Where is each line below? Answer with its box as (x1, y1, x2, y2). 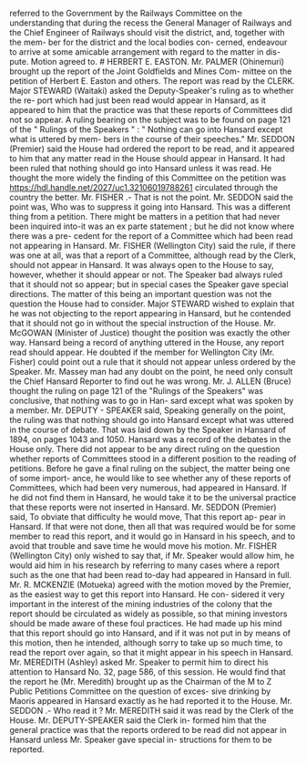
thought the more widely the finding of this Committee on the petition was (9, 172, 287, 183)
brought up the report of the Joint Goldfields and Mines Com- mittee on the (9, 66, 292, 77)
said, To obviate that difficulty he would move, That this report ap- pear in (9, 511, 286, 522)
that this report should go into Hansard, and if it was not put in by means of (9, 628, 291, 638)
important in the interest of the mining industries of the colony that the (9, 599, 273, 609)
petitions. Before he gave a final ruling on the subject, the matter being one (9, 463, 291, 473)
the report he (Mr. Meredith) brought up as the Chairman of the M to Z (9, 676, 272, 687)
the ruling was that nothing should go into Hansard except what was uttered (9, 415, 294, 425)
